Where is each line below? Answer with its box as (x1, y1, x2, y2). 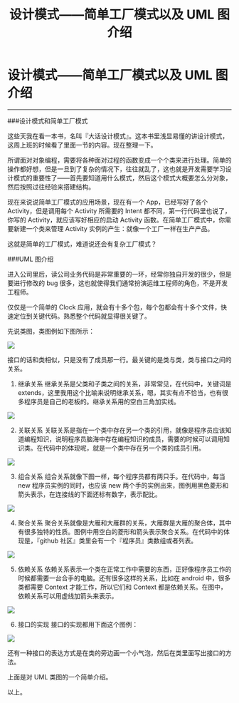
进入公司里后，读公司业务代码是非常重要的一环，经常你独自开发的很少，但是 (7, 270, 232, 278)
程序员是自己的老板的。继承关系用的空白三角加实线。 (23, 397, 180, 406)
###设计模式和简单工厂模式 (7, 116, 88, 125)
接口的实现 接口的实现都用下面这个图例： (17, 620, 139, 628)
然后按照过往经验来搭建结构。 (7, 183, 95, 191)
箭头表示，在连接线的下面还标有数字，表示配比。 (17, 490, 161, 498)
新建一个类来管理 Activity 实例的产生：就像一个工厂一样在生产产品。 (13, 224, 214, 232)
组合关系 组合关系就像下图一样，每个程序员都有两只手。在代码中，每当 (17, 472, 225, 481)
